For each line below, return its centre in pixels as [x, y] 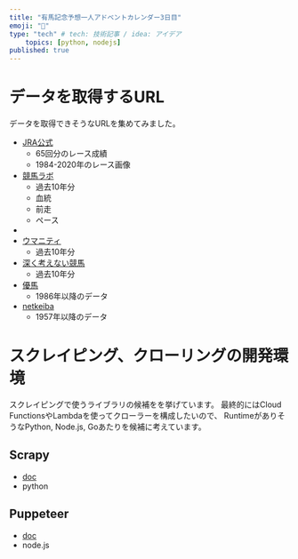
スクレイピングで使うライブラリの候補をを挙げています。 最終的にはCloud [145, 404]
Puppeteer [39, 514]
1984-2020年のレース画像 [83, 164]
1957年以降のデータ [72, 317]
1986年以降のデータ [72, 296]
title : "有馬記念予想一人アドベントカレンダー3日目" [96, 17]
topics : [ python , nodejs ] [73, 42]
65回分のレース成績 [71, 154]
